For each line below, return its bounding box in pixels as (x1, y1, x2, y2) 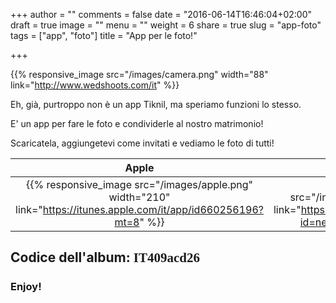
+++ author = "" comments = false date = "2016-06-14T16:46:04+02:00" (10, 9, 313, 20)
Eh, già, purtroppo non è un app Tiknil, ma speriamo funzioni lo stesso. (10, 99, 302, 110)
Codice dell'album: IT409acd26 (10, 249, 200, 266)
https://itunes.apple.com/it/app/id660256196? (42, 203, 264, 216)
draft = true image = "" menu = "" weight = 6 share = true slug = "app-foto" (10, 19, 322, 31)
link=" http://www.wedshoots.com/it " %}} (10, 79, 180, 91)
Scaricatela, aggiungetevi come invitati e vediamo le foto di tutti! (10, 137, 275, 149)
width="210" (108, 190, 171, 204)
